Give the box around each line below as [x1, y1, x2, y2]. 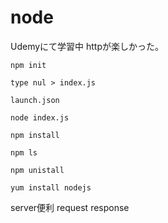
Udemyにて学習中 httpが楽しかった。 [10, 40, 165, 52]
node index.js [10, 112, 70, 123]
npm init [10, 60, 47, 70]
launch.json [10, 95, 60, 105]
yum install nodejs [10, 182, 92, 193]
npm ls [10, 147, 38, 158]
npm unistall [10, 165, 65, 175]
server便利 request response [10, 201, 130, 213]
